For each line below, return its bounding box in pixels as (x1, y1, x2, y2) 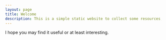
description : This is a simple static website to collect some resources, (5, 16, 163, 21)
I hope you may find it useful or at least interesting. (5, 30, 109, 36)
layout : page (5, 7, 32, 12)
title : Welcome (5, 12, 37, 17)
